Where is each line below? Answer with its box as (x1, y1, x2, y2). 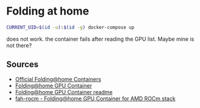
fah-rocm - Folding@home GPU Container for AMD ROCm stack (15, 95, 176, 102)
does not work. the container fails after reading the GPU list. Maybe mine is (6, 35, 195, 42)
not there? (6, 41, 32, 49)
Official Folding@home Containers (15, 75, 102, 83)
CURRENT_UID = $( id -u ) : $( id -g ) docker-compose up (6, 24, 135, 30)
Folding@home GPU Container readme (15, 88, 113, 95)
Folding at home (6, 4, 89, 18)
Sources (6, 59, 39, 70)
